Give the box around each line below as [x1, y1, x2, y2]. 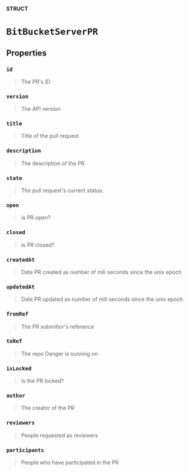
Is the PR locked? [20, 377, 64, 385]
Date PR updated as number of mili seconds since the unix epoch [20, 296, 184, 303]
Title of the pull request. [20, 132, 81, 140]
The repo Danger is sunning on [20, 350, 98, 357]
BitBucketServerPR [6, 26, 98, 38]
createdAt [6, 256, 35, 263]
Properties [6, 48, 47, 58]
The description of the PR [20, 160, 85, 167]
